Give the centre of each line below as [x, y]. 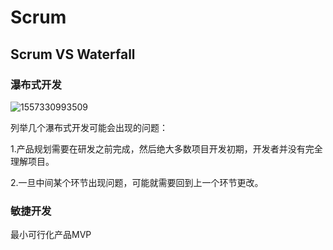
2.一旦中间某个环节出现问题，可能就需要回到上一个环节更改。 [137, 182]
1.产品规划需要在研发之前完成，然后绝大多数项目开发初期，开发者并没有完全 [166, 148]
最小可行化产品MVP [51, 235]
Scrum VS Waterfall [73, 54]
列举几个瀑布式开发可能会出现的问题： [89, 127]
